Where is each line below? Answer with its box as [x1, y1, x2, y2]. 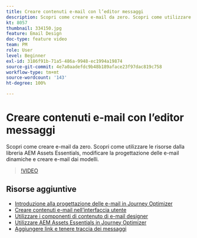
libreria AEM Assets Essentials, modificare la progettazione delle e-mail [6, 149, 179, 156]
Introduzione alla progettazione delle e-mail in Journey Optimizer [14, 200, 173, 207]
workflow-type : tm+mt [6, 69, 60, 75]
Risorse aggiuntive [6, 184, 77, 194]
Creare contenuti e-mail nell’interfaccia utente [14, 206, 127, 213]
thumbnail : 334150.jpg [6, 25, 62, 31]
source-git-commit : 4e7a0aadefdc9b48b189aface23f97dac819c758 [6, 63, 162, 70]
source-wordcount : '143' [6, 75, 67, 81]
